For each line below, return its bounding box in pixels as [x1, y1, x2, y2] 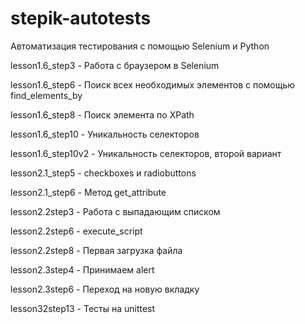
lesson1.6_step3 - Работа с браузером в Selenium [10, 59, 220, 71]
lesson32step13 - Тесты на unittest [10, 302, 156, 314]
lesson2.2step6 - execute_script [10, 225, 143, 237]
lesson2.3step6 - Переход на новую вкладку [10, 283, 200, 295]
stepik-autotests [10, 7, 152, 30]
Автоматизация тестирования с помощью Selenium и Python [10, 40, 270, 52]
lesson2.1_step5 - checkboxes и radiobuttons [10, 167, 197, 179]
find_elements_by [10, 89, 83, 101]
